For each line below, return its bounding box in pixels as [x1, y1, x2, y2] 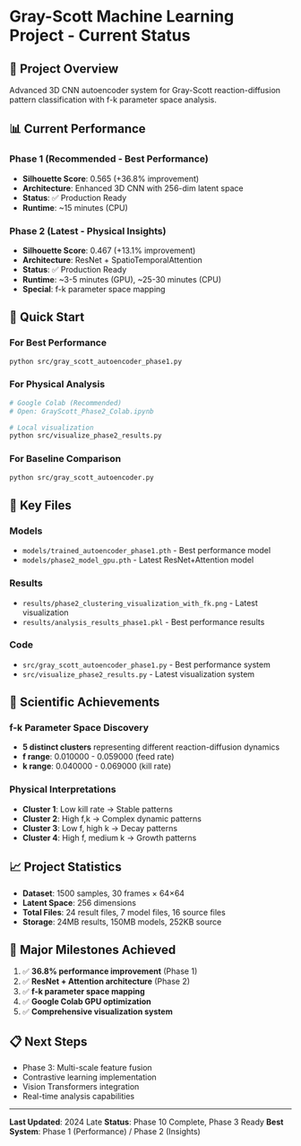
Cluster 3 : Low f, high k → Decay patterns [21, 822, 177, 833]
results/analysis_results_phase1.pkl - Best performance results [21, 616, 265, 627]
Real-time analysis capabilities [21, 1091, 135, 1102]
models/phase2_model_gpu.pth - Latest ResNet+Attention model [21, 554, 254, 566]
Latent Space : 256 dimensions [21, 897, 137, 907]
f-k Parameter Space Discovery [9, 722, 150, 734]
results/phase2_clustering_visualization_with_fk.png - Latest [21, 597, 258, 608]
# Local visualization [9, 423, 94, 432]
